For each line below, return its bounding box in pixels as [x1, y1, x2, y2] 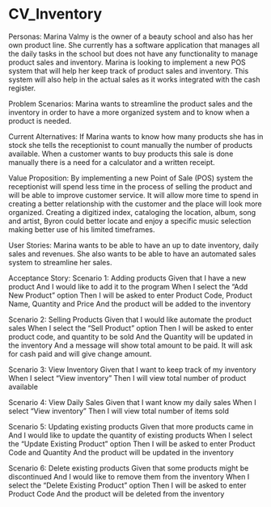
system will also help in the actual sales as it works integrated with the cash [8, 74, 260, 84]
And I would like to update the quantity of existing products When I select [8, 430, 253, 440]
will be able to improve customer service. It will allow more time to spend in [8, 190, 259, 200]
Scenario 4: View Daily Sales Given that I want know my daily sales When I [8, 397, 256, 407]
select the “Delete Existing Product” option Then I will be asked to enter [8, 480, 247, 490]
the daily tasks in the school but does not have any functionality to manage [8, 49, 259, 58]
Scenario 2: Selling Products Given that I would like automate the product [8, 315, 252, 324]
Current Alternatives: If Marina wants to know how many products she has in [8, 131, 264, 142]
